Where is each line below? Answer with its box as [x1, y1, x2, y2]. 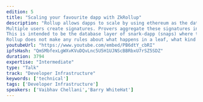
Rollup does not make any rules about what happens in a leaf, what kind [6, 37, 196, 43]
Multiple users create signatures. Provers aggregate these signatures [6, 25, 190, 32]
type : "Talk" [6, 64, 39, 71]
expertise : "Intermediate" [6, 59, 74, 65]
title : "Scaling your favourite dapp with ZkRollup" [6, 14, 142, 20]
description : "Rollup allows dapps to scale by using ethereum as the [6, 20, 188, 26]
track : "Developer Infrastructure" [6, 70, 96, 76]
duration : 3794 [6, 53, 45, 59]
